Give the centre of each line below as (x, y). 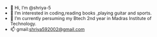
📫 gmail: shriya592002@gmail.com (47, 29)
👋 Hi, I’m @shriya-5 (30, 8)
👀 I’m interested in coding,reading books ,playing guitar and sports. (81, 13)
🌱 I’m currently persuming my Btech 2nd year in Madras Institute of (81, 18)
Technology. (23, 23)
